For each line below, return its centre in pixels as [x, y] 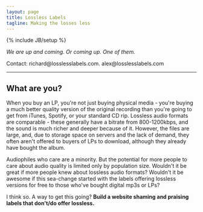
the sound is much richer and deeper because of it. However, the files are [98, 129]
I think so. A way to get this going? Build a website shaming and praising [98, 197]
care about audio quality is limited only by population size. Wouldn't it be [97, 166]
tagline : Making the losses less [48, 23]
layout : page [23, 12]
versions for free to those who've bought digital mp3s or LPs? [83, 185]
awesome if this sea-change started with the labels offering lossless [91, 179]
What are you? [34, 88]
